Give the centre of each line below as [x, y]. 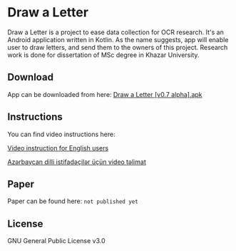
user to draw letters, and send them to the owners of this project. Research [118, 47]
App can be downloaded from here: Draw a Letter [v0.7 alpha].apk [105, 94]
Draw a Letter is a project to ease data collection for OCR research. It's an [116, 32]
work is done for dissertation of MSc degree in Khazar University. [103, 55]
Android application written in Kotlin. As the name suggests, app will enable [118, 39]
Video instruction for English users [58, 148]
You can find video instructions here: [61, 134]
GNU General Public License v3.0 [56, 241]
